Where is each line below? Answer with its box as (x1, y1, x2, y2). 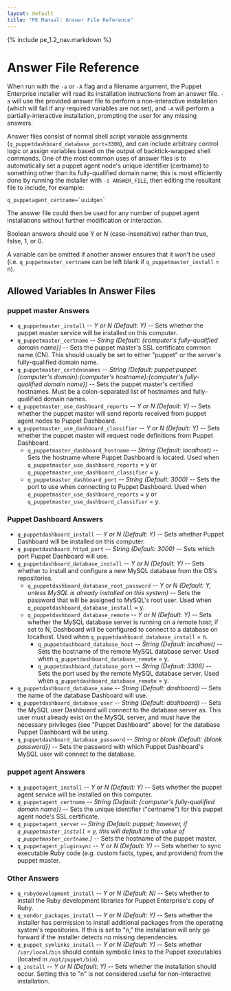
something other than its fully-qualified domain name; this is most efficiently (7, 169, 223, 177)
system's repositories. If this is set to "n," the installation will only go (16, 925, 210, 934)
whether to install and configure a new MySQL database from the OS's (16, 567, 218, 575)
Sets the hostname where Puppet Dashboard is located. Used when (27, 453, 220, 462)
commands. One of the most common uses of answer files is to (7, 154, 187, 163)
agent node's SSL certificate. (16, 812, 100, 821)
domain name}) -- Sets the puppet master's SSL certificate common (16, 343, 211, 352)
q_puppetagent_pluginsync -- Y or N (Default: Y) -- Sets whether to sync (16, 841, 221, 850)
